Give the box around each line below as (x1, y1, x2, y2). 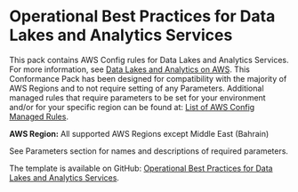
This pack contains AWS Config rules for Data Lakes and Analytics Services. (9, 54, 289, 65)
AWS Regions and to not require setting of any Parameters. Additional (9, 83, 264, 93)
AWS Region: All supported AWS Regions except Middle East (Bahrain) (9, 128, 270, 139)
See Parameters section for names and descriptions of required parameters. (9, 145, 289, 156)
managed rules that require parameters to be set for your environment (9, 92, 266, 103)
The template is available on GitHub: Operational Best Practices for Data (9, 163, 273, 173)
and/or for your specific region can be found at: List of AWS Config (9, 101, 255, 112)
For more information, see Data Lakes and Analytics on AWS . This (9, 64, 251, 75)
